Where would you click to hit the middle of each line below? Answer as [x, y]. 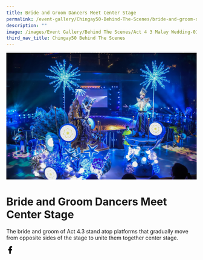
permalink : [20, 19]
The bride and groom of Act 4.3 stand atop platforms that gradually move [97, 232]
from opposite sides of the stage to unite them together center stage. [92, 238]
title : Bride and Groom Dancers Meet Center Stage [71, 13]
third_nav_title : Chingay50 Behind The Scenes [66, 38]
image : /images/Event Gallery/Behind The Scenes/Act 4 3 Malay [88, 32]
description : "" [27, 25]
